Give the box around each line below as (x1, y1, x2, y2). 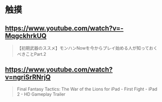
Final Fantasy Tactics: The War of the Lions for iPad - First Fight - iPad (16, 86, 158, 92)
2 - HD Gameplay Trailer (16, 91, 65, 97)
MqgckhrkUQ (5, 32, 47, 40)
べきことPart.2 (16, 51, 47, 57)
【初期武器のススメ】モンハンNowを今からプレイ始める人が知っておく (16, 45, 158, 51)
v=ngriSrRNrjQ (5, 73, 51, 82)
